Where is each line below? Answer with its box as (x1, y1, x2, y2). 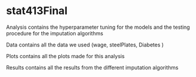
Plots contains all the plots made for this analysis (6, 52, 125, 59)
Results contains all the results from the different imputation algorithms (6, 63, 179, 71)
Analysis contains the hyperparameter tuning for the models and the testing (6, 24, 190, 31)
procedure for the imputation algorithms (6, 29, 103, 36)
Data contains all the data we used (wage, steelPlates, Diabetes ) (6, 41, 164, 48)
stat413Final (6, 4, 68, 18)
